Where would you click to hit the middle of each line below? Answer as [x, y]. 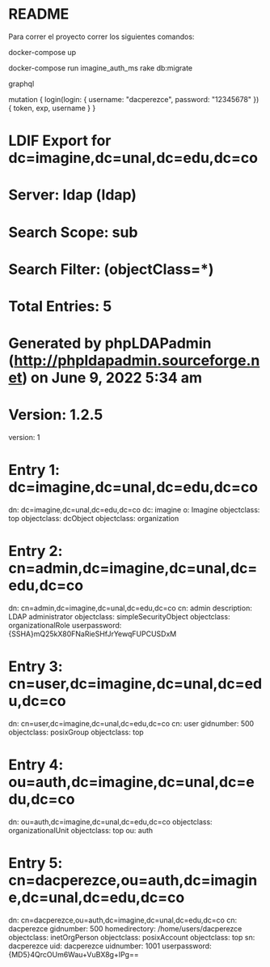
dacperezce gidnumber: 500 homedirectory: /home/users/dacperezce [125, 928]
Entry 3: [36, 667]
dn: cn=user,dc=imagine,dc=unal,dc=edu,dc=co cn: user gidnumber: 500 [131, 723]
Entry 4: [36, 765]
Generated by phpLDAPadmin [110, 343]
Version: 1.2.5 [56, 415]
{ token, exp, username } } [52, 108]
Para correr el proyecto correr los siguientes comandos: [101, 36]
